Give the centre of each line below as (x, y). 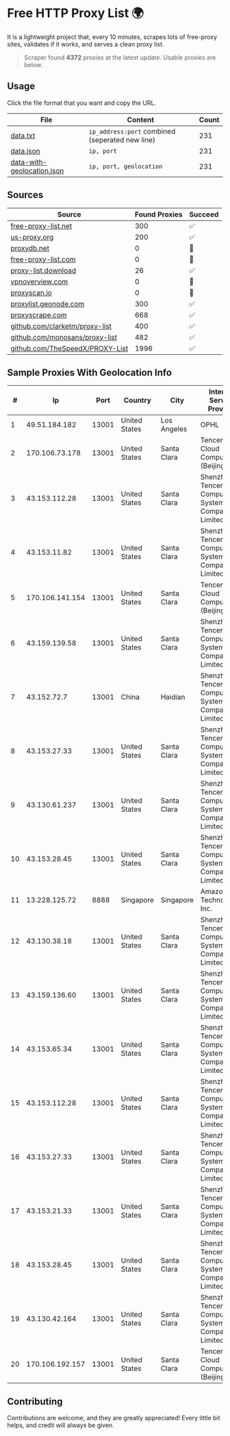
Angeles (174, 429)
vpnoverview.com (39, 282)
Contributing (35, 1401)
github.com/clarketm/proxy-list (61, 326)
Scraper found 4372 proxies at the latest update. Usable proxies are (120, 57)
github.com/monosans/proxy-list (64, 337)
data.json (25, 151)
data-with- (29, 162)
